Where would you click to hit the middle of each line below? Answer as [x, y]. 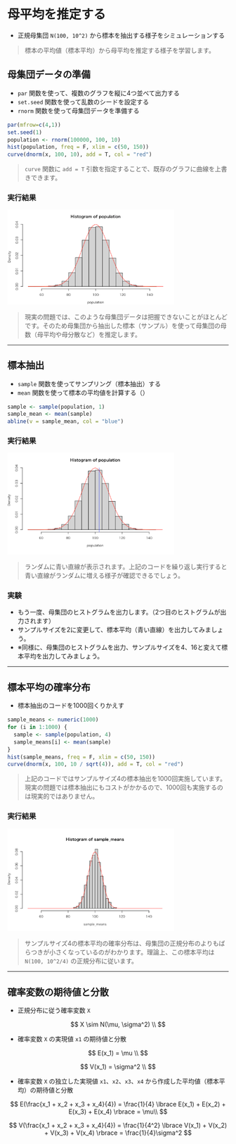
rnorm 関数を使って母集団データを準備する [78, 111]
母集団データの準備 [49, 75]
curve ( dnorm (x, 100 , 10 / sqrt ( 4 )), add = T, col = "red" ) [96, 764]
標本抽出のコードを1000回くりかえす [71, 706]
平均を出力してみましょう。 [64, 656]
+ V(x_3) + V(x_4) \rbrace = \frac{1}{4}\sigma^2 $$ [118, 1133]
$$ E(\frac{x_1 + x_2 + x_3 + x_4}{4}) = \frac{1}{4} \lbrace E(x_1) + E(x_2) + [118, 1104]
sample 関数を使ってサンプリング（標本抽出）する [89, 383]
